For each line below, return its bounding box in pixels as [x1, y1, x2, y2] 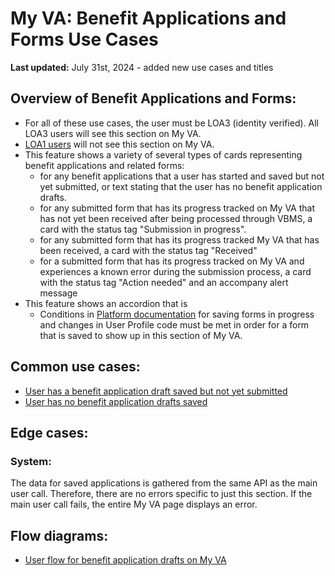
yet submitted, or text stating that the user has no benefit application [39, 180, 323, 192]
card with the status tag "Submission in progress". [39, 223, 247, 235]
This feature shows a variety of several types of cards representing [24, 148, 303, 161]
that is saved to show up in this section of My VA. [39, 329, 243, 341]
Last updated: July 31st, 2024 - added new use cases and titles [10, 61, 274, 73]
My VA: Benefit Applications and [10, 7, 287, 30]
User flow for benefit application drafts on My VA [24, 554, 227, 566]
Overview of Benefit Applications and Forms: [10, 90, 297, 107]
